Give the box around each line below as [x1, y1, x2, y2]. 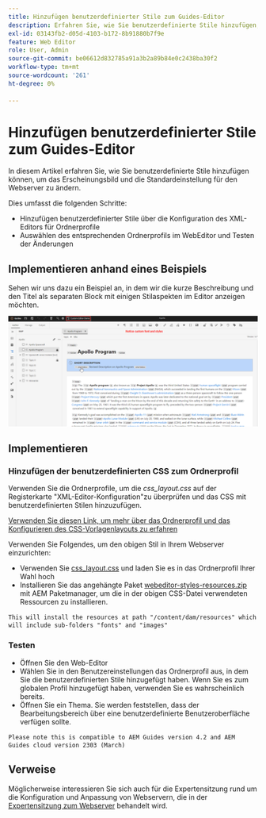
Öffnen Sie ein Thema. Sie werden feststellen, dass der [19, 700, 199, 709]
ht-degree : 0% [8, 79, 55, 87]
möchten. [8, 300, 40, 309]
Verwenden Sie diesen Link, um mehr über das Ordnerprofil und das [8, 516, 231, 525]
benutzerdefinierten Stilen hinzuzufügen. [8, 501, 142, 510]
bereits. [19, 691, 45, 701]
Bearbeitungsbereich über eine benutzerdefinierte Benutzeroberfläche [19, 709, 250, 718]
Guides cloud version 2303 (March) [8, 741, 126, 749]
